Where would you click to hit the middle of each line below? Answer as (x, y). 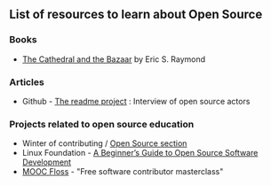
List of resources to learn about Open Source (136, 15)
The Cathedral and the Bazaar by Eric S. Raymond (114, 59)
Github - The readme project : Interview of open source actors (136, 101)
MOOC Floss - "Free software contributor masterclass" (123, 172)
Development (47, 162)
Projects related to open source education (102, 124)
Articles (27, 81)
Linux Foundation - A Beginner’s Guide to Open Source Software (140, 153)
